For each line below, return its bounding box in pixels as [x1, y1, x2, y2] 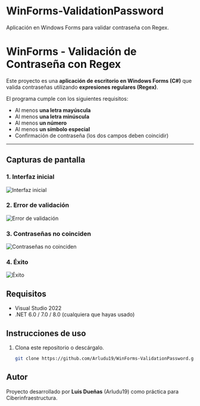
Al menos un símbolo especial [14, 125, 90, 132]
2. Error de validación [6, 201, 70, 209]
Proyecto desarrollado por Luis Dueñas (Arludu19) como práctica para [6, 388, 179, 395]
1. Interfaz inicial [6, 173, 55, 181]
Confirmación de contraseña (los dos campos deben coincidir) [14, 132, 169, 139]
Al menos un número [14, 119, 67, 126]
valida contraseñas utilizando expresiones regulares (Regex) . [6, 83, 159, 91]
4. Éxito [6, 258, 29, 266]
